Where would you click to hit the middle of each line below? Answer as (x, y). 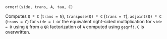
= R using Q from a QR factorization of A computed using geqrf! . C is (75, 27)
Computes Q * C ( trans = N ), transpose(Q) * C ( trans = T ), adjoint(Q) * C (83, 16)
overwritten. (18, 32)
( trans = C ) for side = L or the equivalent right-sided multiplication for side (84, 21)
